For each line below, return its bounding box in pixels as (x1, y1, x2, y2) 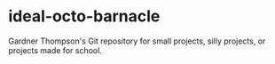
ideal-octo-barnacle (8, 6, 161, 27)
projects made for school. (8, 44, 103, 55)
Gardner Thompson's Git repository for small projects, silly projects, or (8, 36, 266, 46)
